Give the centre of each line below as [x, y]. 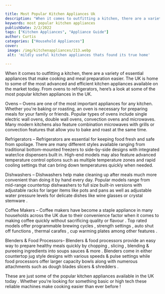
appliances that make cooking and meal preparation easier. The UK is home [82, 78]
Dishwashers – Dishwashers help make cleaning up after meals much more [81, 174]
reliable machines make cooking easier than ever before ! [63, 286]
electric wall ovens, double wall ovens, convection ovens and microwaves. [80, 119]
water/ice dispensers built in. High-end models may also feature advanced [81, 154]
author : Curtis [21, 37]
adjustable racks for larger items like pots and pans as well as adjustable [78, 190]
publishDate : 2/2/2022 [28, 27]
